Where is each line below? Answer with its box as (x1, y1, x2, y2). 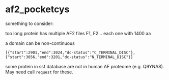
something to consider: (5, 20, 54, 26)
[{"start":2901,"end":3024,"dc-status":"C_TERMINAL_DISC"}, (5, 50, 136, 55)
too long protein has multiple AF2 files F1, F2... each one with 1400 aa (5, 30, 151, 36)
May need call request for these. (5, 69, 73, 75)
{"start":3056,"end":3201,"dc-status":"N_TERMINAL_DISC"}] (5, 55, 133, 60)
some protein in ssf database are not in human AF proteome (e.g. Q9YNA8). (5, 63, 164, 69)
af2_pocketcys (5, 4, 70, 15)
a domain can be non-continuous (5, 40, 75, 46)
